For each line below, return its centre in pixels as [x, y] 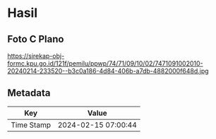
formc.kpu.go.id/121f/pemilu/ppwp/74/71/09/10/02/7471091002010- [105, 64]
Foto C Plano [36, 39]
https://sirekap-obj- [36, 56]
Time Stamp [31, 125]
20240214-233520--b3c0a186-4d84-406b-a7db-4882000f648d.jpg [108, 71]
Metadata [29, 93]
